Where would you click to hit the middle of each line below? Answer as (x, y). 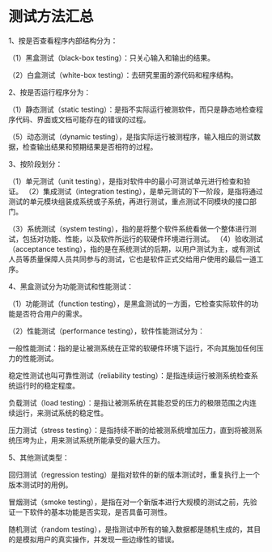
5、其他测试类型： (39, 457)
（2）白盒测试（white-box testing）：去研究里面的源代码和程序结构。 (123, 74)
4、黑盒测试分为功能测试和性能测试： (71, 286)
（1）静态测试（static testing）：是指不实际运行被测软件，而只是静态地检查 (132, 109)
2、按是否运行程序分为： (50, 92)
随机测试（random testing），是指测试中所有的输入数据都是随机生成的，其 (131, 529)
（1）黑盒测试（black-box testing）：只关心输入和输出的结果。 (112, 57)
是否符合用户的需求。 (51, 313)
